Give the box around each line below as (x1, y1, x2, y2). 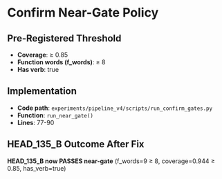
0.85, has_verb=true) (7, 164, 66, 172)
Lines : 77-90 (17, 118, 55, 126)
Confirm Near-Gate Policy (7, 5, 159, 21)
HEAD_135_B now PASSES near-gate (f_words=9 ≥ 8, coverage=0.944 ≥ (7, 157, 216, 165)
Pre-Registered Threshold (7, 32, 122, 44)
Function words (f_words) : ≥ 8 (17, 58, 106, 66)
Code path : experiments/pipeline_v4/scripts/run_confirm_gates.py (17, 104, 213, 112)
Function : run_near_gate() (17, 111, 93, 119)
